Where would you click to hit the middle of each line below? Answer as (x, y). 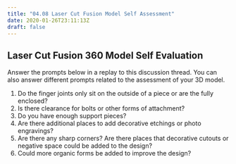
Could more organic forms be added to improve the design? (104, 153)
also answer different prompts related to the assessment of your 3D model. (116, 80)
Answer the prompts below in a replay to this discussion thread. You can (112, 72)
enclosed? (32, 101)
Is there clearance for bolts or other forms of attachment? (101, 108)
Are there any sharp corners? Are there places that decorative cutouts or (123, 139)
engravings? (36, 131)
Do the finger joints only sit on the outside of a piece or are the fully (115, 94)
